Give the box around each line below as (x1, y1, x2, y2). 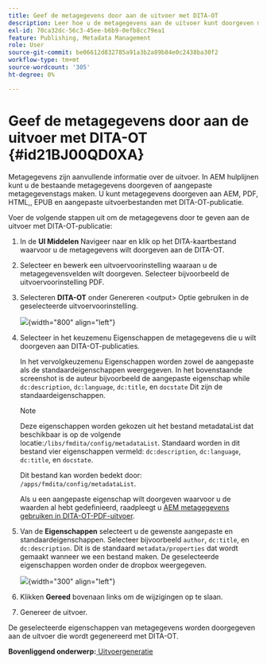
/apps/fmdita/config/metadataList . (19, 478, 137, 488)
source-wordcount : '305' (8, 64, 91, 71)
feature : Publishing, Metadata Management (8, 33, 151, 42)
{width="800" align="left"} (27, 317, 116, 326)
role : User (8, 41, 44, 49)
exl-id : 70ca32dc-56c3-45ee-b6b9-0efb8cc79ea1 (8, 26, 165, 34)
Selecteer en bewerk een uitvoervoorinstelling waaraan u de (19, 260, 218, 270)
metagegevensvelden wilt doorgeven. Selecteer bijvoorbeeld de (19, 268, 230, 278)
